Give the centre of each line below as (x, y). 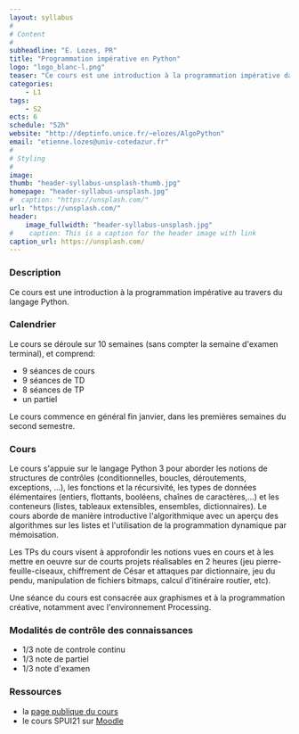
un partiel (40, 399)
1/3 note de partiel (55, 659)
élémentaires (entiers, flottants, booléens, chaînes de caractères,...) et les (144, 497)
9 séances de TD (53, 380)
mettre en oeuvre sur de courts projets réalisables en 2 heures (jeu (132, 562)
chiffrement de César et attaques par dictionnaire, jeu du (171, 571)
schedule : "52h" (39, 126)
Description (35, 273)
